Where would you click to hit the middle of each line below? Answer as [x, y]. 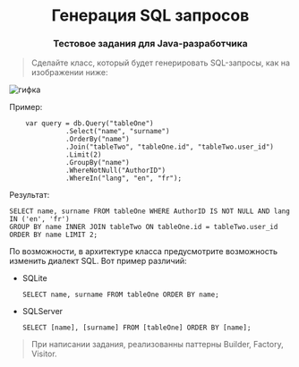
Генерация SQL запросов [150, 16]
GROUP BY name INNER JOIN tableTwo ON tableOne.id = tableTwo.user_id [144, 227]
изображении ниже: [69, 73]
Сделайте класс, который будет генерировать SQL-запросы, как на [161, 63]
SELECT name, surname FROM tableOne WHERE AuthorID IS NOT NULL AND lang [150, 211]
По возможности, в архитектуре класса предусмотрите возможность [144, 252]
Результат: [30, 195]
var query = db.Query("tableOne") [90, 124]
